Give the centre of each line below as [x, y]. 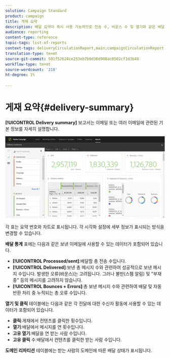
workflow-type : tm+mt [28, 64]
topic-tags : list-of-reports [36, 43]
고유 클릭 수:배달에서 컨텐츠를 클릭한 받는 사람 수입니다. [67, 339]
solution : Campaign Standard [36, 11]
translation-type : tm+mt [31, 53]
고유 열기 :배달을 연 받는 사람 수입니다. [50, 333]
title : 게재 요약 [22, 21]
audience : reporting [27, 32]
